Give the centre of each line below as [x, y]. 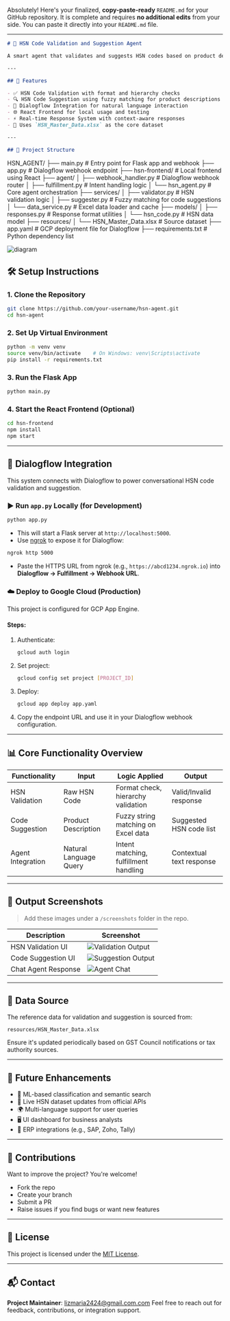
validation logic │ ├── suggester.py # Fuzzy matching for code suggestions [114, 199]
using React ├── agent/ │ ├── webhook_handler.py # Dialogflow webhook [113, 177]
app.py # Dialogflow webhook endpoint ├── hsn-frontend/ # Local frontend [114, 170]
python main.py [29, 392]
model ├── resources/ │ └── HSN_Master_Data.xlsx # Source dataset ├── [114, 221]
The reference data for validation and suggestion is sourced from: [100, 1017]
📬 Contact [31, 1283]
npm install [24, 430]
